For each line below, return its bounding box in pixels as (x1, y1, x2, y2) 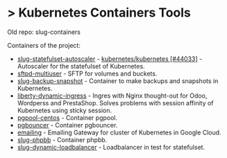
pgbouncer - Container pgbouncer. (17, 121, 118, 129)
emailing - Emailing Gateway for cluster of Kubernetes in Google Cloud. (17, 128, 221, 137)
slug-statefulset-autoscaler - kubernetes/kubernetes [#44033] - (17, 54, 203, 63)
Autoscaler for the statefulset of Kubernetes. (17, 62, 145, 70)
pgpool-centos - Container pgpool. (17, 113, 118, 122)
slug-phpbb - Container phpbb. (17, 135, 108, 143)
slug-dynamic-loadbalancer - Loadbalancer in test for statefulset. (17, 143, 205, 151)
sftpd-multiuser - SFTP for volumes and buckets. (17, 69, 158, 78)
